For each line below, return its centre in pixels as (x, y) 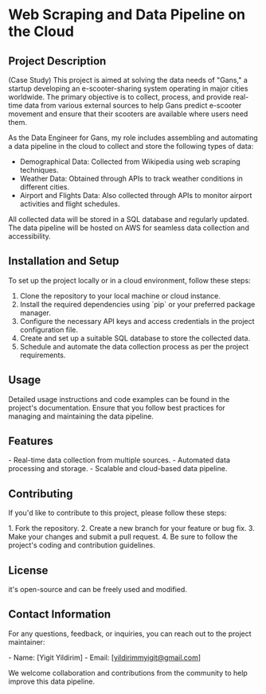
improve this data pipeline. (52, 681)
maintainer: (27, 641)
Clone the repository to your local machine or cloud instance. (120, 295)
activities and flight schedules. (70, 204)
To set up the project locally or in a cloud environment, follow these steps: (129, 280)
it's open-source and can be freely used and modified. (98, 590)
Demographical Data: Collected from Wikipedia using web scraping (130, 162)
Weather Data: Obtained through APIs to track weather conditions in (131, 178)
